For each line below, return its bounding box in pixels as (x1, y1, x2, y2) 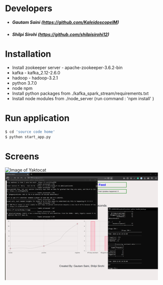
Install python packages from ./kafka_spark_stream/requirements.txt (12, 90, 149, 96)
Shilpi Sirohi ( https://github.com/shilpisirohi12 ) (12, 32, 110, 37)
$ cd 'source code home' (5, 129, 55, 134)
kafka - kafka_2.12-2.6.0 (12, 70, 61, 76)
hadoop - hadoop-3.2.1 (12, 75, 58, 81)
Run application (5, 113, 70, 124)
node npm (12, 86, 33, 91)
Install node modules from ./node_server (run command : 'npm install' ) (12, 96, 154, 102)
